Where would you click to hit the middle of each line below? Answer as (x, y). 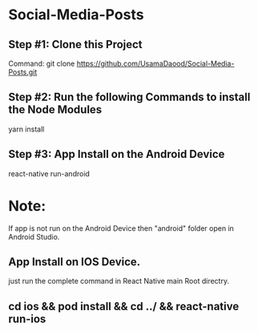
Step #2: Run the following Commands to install (129, 97)
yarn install (26, 129)
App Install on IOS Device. (75, 262)
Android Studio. (34, 236)
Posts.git (23, 72)
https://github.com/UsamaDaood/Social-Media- (155, 63)
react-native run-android (49, 173)
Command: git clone (42, 63)
